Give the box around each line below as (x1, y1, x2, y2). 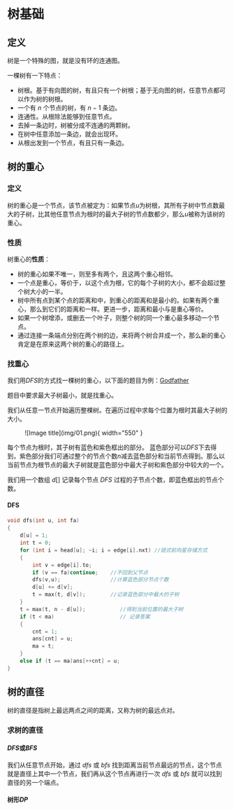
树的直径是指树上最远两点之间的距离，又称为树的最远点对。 (7, 706, 179, 714)
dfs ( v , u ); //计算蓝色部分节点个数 (32, 576, 169, 583)
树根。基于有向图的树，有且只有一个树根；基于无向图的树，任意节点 (17, 86, 214, 95)
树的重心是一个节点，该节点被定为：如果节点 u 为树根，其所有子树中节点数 (7, 201, 219, 209)
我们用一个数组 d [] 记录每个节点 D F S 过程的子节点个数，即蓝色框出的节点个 (7, 475, 224, 484)
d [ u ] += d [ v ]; (32, 584, 73, 591)
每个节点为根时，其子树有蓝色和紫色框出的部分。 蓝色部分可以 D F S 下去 (7, 443, 211, 452)
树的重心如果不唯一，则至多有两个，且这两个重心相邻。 (17, 270, 177, 278)
